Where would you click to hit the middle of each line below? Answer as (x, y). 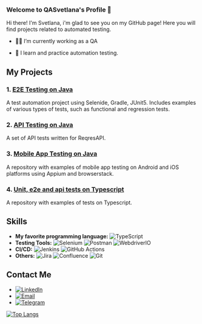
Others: (25, 255)
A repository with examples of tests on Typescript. (69, 202)
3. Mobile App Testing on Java (52, 154)
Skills (17, 222)
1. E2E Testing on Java (40, 89)
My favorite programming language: (62, 236)
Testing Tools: (33, 243)
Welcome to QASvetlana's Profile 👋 (59, 10)
